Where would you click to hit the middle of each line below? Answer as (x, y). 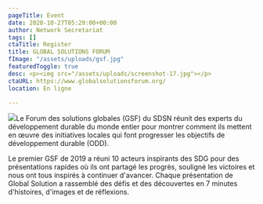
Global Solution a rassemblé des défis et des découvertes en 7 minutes (123, 184)
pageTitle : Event (36, 15)
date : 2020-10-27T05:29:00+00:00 (63, 23)
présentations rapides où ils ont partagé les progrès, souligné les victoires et (131, 167)
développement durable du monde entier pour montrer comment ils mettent (130, 127)
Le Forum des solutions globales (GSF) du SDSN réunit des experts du (129, 118)
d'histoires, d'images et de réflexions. (69, 192)
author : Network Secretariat (56, 30)
